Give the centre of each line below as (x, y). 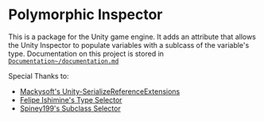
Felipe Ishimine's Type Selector (71, 100)
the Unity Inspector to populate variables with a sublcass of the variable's (129, 45)
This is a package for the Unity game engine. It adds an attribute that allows (132, 37)
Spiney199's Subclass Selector (70, 108)
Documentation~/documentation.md (64, 61)
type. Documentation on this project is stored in (86, 53)
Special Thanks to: (39, 76)
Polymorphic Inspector (85, 15)
